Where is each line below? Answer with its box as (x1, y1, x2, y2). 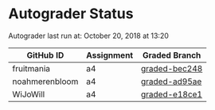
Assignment (86, 49, 134, 60)
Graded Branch (142, 49, 201, 60)
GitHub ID (26, 49, 64, 60)
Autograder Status (8, 5, 134, 23)
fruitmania (12, 63, 50, 74)
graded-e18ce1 (140, 89, 203, 100)
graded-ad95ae (140, 76, 202, 87)
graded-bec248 (140, 63, 203, 74)
